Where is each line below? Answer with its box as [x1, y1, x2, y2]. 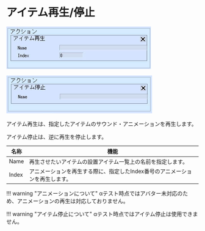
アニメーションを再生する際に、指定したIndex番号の [29, 167, 160, 175]
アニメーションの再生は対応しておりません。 [16, 197, 129, 205]
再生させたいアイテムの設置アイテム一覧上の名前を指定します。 [29, 158, 188, 165]
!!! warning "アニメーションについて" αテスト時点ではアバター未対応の [6, 190, 183, 197]
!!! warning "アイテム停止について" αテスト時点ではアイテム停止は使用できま [6, 210, 198, 218]
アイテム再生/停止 [6, 5, 96, 20]
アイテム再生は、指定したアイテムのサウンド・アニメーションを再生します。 [6, 120, 197, 127]
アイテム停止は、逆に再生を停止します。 [6, 133, 107, 141]
